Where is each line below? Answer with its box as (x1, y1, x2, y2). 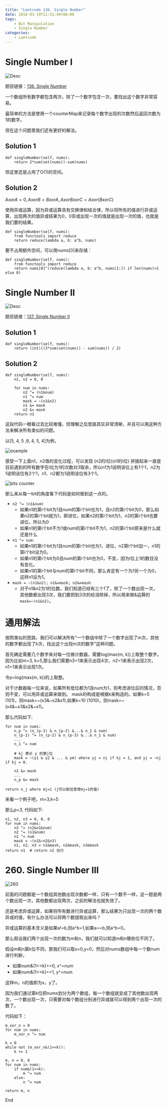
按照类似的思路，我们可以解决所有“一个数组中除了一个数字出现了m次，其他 (5, 635, 159, 641)
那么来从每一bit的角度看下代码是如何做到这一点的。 (5, 491, 111, 496)
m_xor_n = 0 (5, 1023, 30, 1028)
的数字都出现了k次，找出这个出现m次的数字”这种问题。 (5, 641, 118, 646)
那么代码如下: (5, 714, 33, 720)
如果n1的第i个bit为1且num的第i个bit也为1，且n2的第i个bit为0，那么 (19, 507, 155, 512)
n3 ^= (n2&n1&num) (14, 825, 52, 830)
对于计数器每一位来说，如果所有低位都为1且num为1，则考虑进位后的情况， (5, 685, 158, 691)
